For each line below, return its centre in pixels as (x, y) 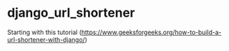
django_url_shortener (71, 13)
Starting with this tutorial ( (44, 32)
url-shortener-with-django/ (46, 39)
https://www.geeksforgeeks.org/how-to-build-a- (152, 32)
